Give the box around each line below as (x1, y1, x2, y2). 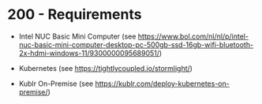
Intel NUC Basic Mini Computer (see (18, 32, 137, 41)
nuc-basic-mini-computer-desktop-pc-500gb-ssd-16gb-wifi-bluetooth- (18, 39, 254, 49)
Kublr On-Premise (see (18, 79, 94, 88)
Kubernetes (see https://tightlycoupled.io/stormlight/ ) (18, 63, 193, 72)
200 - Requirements (7, 6, 142, 24)
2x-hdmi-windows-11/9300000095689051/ (18, 48, 159, 58)
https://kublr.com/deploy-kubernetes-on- (95, 79, 230, 88)
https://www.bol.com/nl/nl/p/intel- (137, 32, 249, 41)
